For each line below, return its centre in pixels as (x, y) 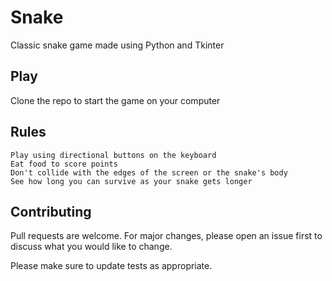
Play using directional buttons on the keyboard (113, 155)
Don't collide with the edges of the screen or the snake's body (149, 172)
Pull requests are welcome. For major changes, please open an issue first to (166, 236)
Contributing (51, 211)
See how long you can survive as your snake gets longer (131, 181)
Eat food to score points (64, 164)
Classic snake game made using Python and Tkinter (117, 45)
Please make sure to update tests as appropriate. (111, 266)
